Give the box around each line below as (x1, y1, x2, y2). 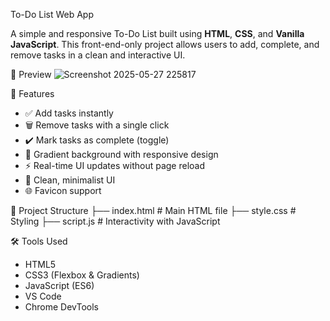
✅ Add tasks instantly (24, 107, 114, 119)
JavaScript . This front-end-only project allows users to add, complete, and (10, 39, 320, 50)
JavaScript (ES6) (24, 280, 95, 291)
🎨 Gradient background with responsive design (24, 149, 219, 160)
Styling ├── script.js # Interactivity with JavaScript (10, 215, 221, 227)
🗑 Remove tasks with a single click (24, 119, 170, 131)
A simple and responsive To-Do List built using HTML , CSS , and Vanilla (10, 28, 305, 39)
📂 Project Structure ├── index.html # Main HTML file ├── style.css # (10, 205, 297, 216)
